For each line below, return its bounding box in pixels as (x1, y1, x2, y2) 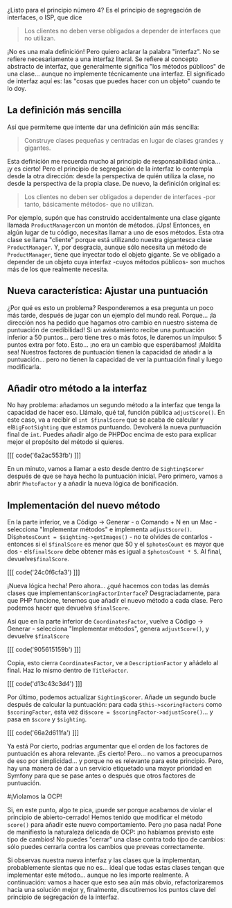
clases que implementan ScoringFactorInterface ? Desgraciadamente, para (7, 589, 220, 597)
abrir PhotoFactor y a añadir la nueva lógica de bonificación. (7, 479, 179, 488)
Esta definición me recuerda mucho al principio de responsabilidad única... (7, 157, 220, 165)
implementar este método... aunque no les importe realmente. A (7, 871, 189, 880)
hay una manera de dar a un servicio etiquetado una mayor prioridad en (7, 764, 213, 773)
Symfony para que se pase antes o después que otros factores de (7, 771, 196, 780)
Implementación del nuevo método (7, 499, 161, 511)
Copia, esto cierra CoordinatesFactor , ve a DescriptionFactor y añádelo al (7, 659, 219, 667)
